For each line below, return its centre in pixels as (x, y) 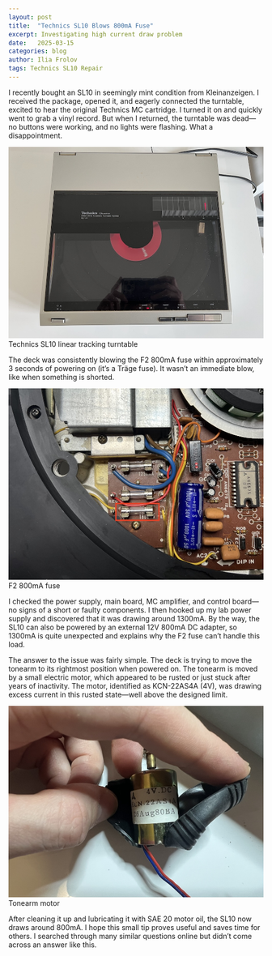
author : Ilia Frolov (43, 60)
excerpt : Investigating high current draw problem (96, 34)
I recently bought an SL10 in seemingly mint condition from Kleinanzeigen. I (134, 92)
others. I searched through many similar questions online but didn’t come (130, 936)
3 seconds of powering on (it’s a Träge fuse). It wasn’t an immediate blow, (132, 368)
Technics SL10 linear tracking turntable (73, 344)
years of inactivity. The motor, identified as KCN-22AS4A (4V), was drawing (135, 685)
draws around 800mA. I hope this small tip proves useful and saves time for (134, 927)
